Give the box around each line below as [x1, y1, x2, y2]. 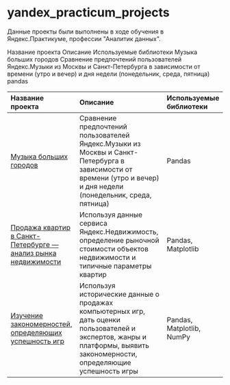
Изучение [10, 310, 43, 320]
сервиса [79, 218, 107, 228]
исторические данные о [79, 289, 159, 299]
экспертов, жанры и [79, 332, 147, 341]
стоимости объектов [79, 244, 149, 254]
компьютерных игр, [79, 306, 146, 316]
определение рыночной [79, 235, 159, 245]
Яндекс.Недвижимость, [79, 227, 159, 237]
